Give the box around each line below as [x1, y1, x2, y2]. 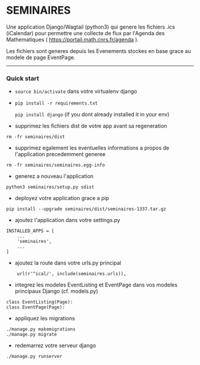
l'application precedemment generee [14, 151, 106, 158]
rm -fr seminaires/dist [6, 134, 65, 140]
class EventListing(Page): [6, 299, 73, 305]
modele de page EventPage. [6, 54, 76, 61]
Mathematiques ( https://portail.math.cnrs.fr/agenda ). [6, 36, 139, 43]
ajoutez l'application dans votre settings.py [14, 217, 121, 224]
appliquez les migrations [14, 315, 76, 322]
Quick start [6, 74, 40, 82]
